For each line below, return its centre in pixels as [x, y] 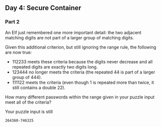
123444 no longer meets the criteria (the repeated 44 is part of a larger [83, 72]
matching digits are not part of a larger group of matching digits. [70, 37]
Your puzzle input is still [29, 111]
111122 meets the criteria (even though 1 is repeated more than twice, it [83, 82]
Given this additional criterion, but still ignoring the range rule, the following [80, 47]
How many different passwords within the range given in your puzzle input [80, 97]
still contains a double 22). [39, 88]
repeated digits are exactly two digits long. [55, 67]
